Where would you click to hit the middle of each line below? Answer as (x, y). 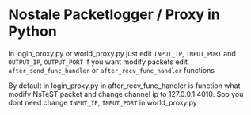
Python (32, 31)
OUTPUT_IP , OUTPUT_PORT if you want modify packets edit (98, 62)
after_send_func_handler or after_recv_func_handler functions (112, 70)
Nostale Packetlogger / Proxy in (114, 15)
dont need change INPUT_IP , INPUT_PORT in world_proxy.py (103, 102)
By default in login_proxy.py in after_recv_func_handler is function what (124, 86)
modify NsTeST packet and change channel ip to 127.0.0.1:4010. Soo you (126, 94)
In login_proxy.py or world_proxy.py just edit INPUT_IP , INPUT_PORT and (122, 53)
